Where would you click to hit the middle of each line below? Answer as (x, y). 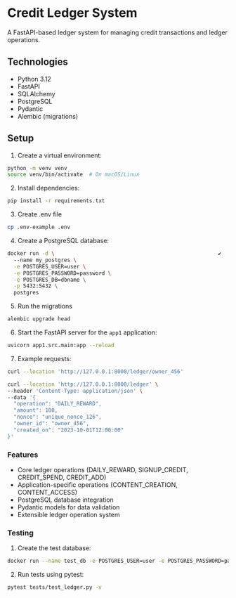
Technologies (38, 62)
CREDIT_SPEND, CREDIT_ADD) (62, 477)
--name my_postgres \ (45, 260)
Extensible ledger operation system (69, 514)
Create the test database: (54, 548)
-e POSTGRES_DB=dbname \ (50, 280)
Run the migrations (45, 306)
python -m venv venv (38, 168)
